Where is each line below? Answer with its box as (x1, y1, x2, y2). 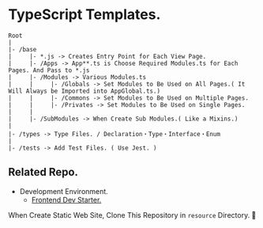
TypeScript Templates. (8, 6, 161, 24)
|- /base (8, 45, 37, 53)
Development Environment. (19, 186, 108, 196)
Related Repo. (8, 165, 79, 179)
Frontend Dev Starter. (31, 195, 102, 204)
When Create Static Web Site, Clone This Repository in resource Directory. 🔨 (8, 210, 257, 219)
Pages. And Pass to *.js (8, 66, 90, 74)
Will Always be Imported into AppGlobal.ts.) (8, 87, 160, 95)
